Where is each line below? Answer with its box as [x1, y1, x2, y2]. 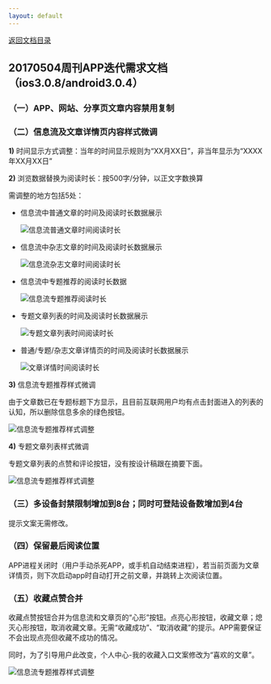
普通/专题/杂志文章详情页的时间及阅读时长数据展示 [19, 346, 188, 355]
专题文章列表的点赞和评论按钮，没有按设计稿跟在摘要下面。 [8, 459, 207, 469]
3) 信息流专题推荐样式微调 [8, 380, 96, 389]
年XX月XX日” [8, 156, 53, 166]
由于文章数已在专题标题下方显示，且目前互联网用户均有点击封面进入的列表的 [8, 397, 264, 407]
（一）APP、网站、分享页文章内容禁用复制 [8, 102, 175, 113]
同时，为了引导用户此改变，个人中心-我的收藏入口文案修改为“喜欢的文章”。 [8, 650, 259, 660]
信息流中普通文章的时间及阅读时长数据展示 [19, 208, 163, 218]
